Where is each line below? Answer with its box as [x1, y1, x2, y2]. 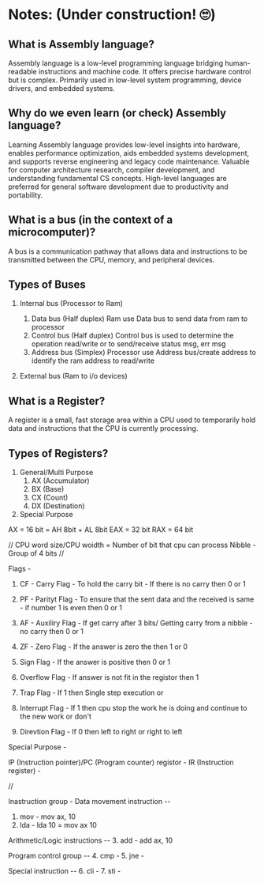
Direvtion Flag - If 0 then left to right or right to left [19, 727, 183, 737]
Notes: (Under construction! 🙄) [8, 6, 217, 24]
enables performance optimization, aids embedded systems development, [8, 148, 250, 157]
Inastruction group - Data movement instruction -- [8, 797, 171, 806]
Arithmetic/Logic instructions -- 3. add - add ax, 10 [8, 836, 173, 845]
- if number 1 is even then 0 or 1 [19, 603, 122, 613]
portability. [8, 190, 43, 199]
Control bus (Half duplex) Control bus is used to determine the [31, 330, 234, 341]
